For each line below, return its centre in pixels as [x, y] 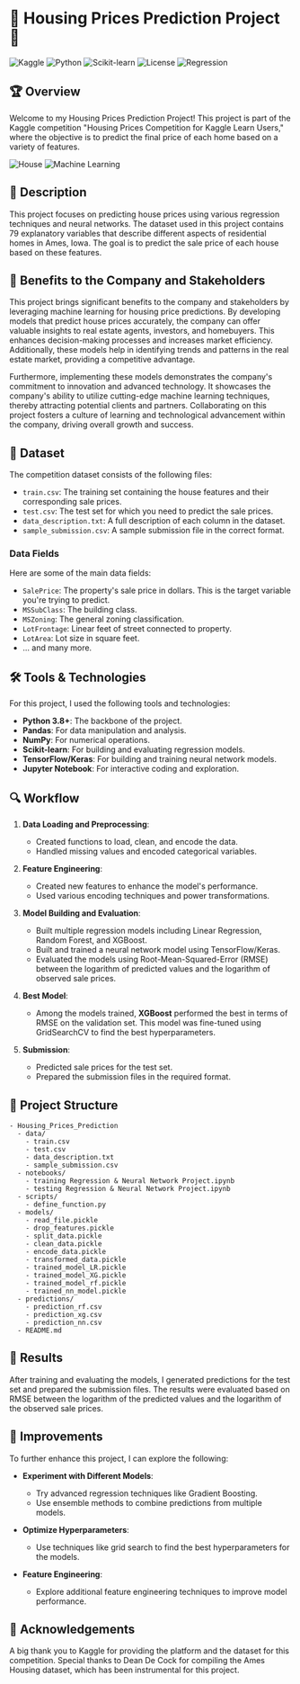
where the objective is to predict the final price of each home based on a [144, 137]
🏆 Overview [45, 92]
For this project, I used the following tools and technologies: [120, 703]
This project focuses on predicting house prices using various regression [145, 214]
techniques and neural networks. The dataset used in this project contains [147, 223]
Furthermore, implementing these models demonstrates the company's [141, 377]
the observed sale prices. [56, 1408]
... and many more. [57, 648]
